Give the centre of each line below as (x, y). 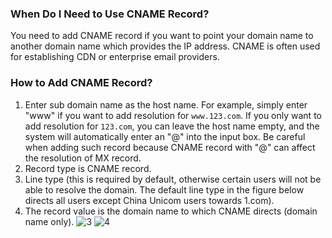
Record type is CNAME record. (88, 168)
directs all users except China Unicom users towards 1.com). (149, 200)
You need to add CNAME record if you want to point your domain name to (162, 36)
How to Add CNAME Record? (81, 83)
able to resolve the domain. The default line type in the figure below (164, 189)
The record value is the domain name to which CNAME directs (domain (171, 211)
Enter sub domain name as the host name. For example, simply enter (166, 104)
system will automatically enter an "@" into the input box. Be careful (165, 136)
